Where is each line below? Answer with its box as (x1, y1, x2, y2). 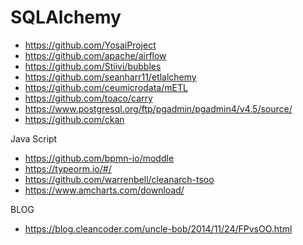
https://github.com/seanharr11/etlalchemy (24, 71, 197, 83)
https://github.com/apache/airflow (24, 49, 167, 61)
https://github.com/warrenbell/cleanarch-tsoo (24, 173, 215, 185)
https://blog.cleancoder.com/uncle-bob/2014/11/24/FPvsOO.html (24, 222, 293, 235)
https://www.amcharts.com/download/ (24, 184, 185, 196)
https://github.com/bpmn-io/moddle (24, 152, 175, 164)
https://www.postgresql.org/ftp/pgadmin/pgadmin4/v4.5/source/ (24, 102, 293, 115)
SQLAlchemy (10, 6, 122, 29)
